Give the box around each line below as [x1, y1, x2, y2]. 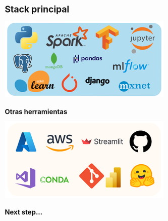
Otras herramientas [5, 107, 68, 116]
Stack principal [5, 4, 70, 15]
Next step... [5, 208, 43, 216]
